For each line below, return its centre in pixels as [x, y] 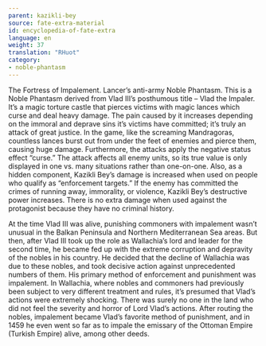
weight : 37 [26, 45]
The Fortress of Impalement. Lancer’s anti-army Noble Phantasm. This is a [130, 90]
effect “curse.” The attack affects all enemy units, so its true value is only [128, 157]
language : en [30, 38]
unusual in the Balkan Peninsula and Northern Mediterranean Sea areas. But [133, 232]
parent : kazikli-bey [43, 16]
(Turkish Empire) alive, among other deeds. [79, 333]
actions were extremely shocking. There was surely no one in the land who [131, 300]
